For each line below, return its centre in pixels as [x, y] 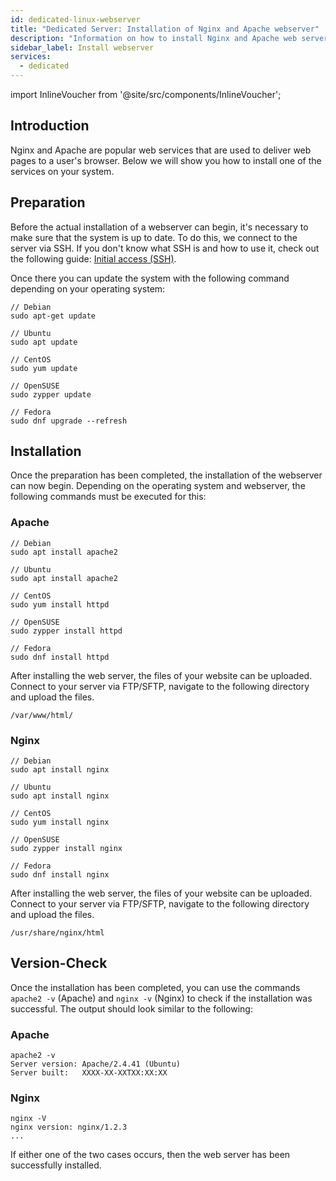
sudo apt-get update [53, 316]
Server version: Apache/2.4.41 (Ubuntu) [96, 1064]
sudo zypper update [51, 394]
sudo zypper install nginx [66, 849]
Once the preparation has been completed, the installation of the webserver [166, 475]
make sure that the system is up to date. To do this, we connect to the [154, 237]
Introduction [50, 126]
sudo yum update [44, 368]
